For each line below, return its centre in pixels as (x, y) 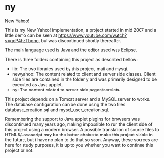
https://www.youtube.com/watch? (93, 35)
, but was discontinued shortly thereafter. (80, 40)
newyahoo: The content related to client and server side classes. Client (84, 74)
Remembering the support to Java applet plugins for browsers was (72, 119)
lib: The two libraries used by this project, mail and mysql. (70, 69)
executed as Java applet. (37, 84)
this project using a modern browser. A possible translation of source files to (82, 129)
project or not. (19, 150)
